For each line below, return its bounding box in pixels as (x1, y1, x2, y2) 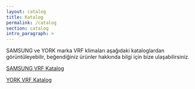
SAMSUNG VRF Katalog (6, 65, 64, 72)
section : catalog (6, 25, 49, 31)
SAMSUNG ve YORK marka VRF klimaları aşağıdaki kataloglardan (6, 47, 164, 54)
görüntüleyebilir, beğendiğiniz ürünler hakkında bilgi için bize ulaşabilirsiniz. (6, 53, 190, 61)
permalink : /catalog (6, 20, 57, 26)
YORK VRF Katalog (6, 77, 52, 84)
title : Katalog (6, 14, 44, 20)
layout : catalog (6, 8, 46, 15)
